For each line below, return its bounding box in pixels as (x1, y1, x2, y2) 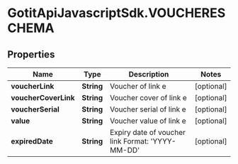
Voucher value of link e (109, 116, 186, 126)
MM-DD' (109, 146, 140, 155)
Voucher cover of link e (109, 93, 188, 102)
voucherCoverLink (11, 93, 76, 102)
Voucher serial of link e (109, 104, 186, 114)
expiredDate (11, 136, 53, 146)
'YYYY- (150, 136, 176, 146)
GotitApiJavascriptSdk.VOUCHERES (7, 5, 226, 21)
